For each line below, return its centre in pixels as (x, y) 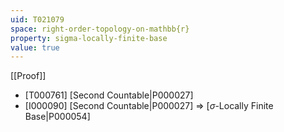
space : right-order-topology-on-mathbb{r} (100, 29)
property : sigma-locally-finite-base (89, 38)
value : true (35, 47)
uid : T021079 (37, 19)
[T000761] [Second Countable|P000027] (109, 95)
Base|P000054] (57, 117)
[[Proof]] (28, 76)
